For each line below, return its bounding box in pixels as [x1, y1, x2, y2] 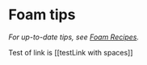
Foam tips [8, 6, 76, 24]
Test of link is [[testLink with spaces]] [8, 47, 133, 57]
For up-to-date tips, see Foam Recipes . [8, 32, 140, 42]
